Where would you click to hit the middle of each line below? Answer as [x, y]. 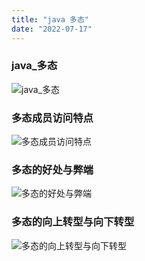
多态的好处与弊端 [52, 170]
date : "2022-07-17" [52, 29]
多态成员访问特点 [52, 118]
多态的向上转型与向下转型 [73, 222]
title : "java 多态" [50, 19]
